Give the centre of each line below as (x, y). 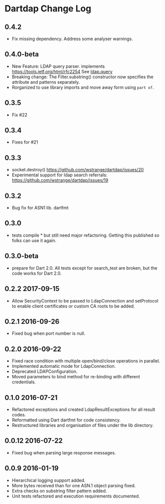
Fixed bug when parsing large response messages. (64, 453)
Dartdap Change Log (48, 9)
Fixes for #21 (25, 142)
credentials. (24, 382)
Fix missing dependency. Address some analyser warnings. (72, 39)
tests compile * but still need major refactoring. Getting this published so (85, 235)
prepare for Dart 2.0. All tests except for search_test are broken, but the (84, 268)
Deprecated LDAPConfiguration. (44, 371)
